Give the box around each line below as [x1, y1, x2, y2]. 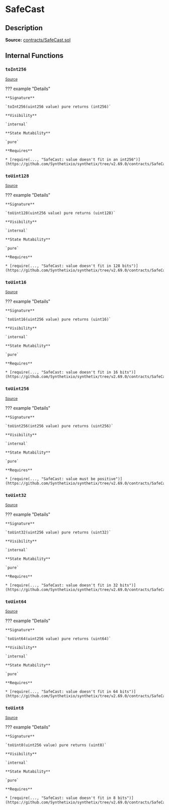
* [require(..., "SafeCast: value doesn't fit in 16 [5, 370, 118, 375]
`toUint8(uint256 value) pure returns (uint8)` [5, 743, 107, 748]
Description [5, 24, 43, 32]
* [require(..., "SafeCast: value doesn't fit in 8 [5, 795, 116, 801]
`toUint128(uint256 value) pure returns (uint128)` [5, 210, 116, 215]
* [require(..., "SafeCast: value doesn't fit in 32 [5, 582, 118, 587]
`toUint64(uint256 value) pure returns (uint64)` [5, 636, 112, 641]
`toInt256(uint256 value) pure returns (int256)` [5, 104, 112, 109]
